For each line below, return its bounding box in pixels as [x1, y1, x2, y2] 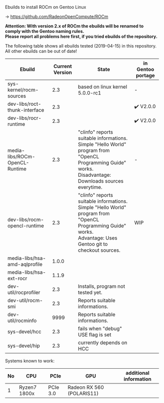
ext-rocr [7, 275, 28, 282]
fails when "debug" [78, 325, 122, 332]
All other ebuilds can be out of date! [5, 48, 77, 54]
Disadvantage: [78, 171, 111, 178]
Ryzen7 [19, 384, 37, 391]
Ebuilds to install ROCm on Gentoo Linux [5, 4, 86, 10]
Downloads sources [78, 178, 123, 184]
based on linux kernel [78, 83, 127, 90]
